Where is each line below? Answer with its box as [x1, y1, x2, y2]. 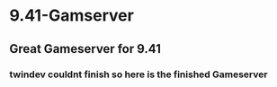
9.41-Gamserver [9, 5, 135, 26]
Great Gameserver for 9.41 [9, 41, 162, 57]
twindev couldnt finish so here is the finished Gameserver [9, 68, 268, 81]
